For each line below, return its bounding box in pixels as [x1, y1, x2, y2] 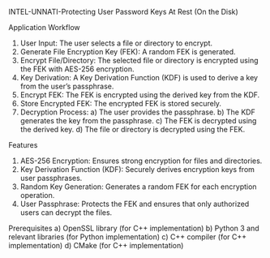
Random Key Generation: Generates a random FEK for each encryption [19, 182, 257, 191]
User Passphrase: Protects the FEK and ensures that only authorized [19, 199, 250, 209]
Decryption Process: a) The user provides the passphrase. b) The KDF [19, 107, 255, 117]
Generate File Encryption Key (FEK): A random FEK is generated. [19, 47, 237, 56]
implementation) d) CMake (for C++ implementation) [8, 241, 184, 250]
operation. [19, 191, 55, 200]
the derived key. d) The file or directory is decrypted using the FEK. [19, 125, 246, 134]
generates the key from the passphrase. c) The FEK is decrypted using [19, 116, 257, 125]
